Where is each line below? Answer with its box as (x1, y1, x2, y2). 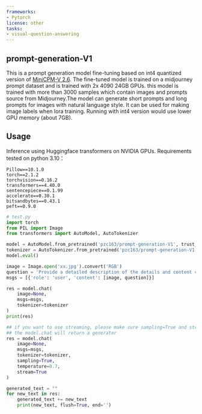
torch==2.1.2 (6, 172, 39, 178)
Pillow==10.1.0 (6, 166, 44, 172)
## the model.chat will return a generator (6, 330, 117, 336)
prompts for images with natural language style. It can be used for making (6, 101, 189, 108)
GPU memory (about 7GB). (6, 114, 73, 121)
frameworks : (6, 8, 36, 15)
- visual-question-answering (6, 31, 79, 37)
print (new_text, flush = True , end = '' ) (17, 402, 112, 409)
